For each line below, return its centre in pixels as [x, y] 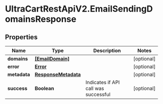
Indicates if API [103, 82]
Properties [21, 37]
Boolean [44, 88]
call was [95, 88]
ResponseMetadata [58, 74]
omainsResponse [41, 19]
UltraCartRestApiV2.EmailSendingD [79, 9]
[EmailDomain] [52, 59]
